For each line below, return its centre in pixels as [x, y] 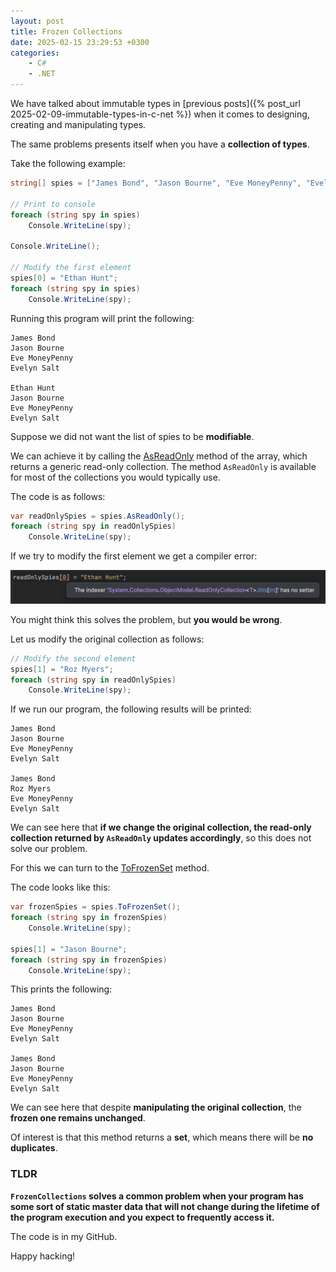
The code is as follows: [58, 496]
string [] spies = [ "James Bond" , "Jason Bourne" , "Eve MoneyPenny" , [156, 183]
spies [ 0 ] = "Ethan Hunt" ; [64, 278]
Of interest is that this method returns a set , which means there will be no [162, 1137]
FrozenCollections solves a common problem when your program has [157, 1196]
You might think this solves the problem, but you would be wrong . [146, 619]
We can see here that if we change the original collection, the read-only [161, 827]
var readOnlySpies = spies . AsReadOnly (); [98, 516]
